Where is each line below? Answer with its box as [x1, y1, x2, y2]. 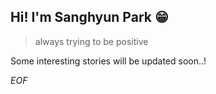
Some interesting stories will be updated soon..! [10, 55, 207, 67]
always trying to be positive [34, 35, 149, 47]
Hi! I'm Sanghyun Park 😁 [10, 9, 169, 26]
